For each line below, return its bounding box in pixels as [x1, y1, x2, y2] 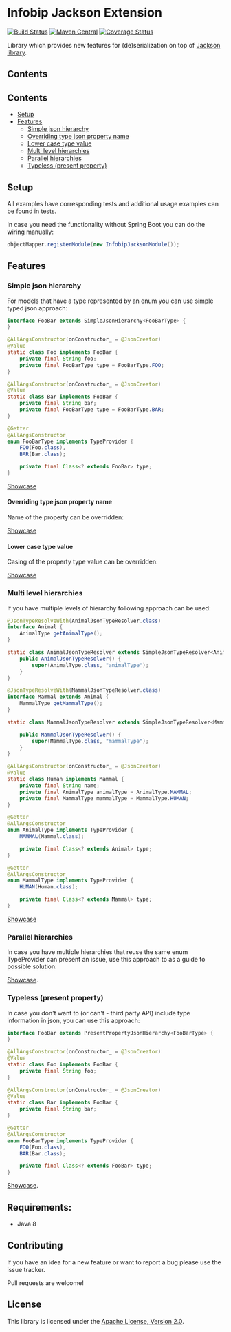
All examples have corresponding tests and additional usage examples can [7, 199, 219, 208]
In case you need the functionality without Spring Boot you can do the [7, 220, 206, 228]
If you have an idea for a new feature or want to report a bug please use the [7, 1258, 221, 1266]
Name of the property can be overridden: [7, 513, 124, 521]
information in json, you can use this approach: [7, 1016, 140, 1024]
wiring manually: [7, 228, 54, 236]
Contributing [7, 1240, 63, 1251]
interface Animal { [7, 624, 63, 630]
